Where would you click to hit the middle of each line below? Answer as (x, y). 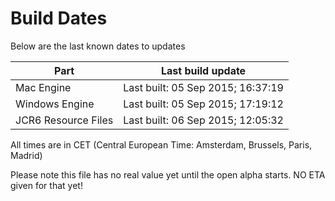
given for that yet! (46, 185)
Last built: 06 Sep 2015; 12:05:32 (203, 120)
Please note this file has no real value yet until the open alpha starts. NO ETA (168, 174)
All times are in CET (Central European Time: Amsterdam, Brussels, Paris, (161, 144)
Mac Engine (43, 87)
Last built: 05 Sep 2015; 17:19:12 (203, 104)
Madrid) (26, 155)
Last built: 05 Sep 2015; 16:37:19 (203, 87)
